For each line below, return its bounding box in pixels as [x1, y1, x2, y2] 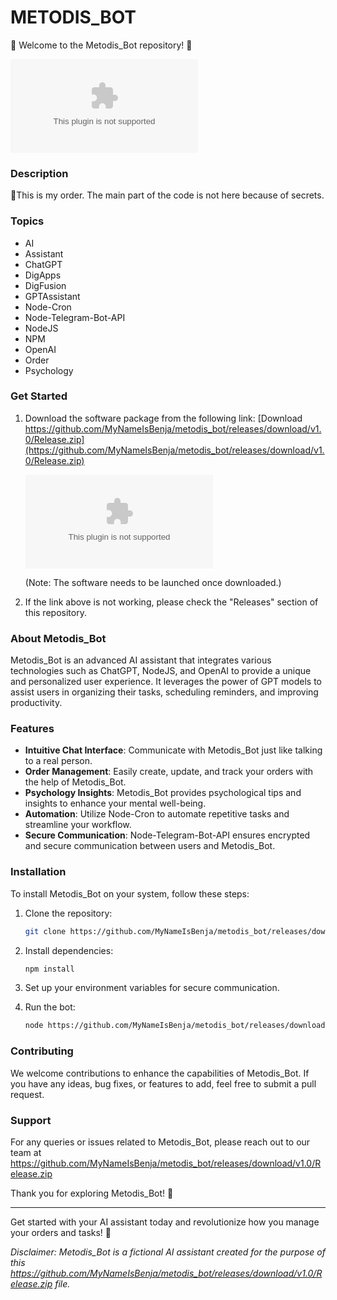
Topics [10, 214, 45, 228]
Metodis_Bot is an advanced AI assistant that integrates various [10, 654, 272, 666]
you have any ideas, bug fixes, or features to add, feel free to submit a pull [10, 1077, 317, 1090]
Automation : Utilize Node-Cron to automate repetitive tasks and [24, 808, 290, 820]
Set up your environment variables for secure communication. [24, 982, 280, 994]
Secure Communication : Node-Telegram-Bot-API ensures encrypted [24, 829, 311, 841]
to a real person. [24, 755, 93, 767]
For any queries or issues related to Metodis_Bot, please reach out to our [10, 1136, 311, 1148]
